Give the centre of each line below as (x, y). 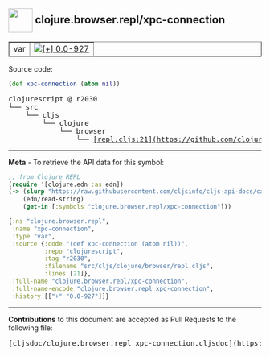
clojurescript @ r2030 (53, 99)
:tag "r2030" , (67, 259)
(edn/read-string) (53, 199)
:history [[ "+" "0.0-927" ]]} (61, 296)
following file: (31, 328)
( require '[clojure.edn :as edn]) (66, 184)
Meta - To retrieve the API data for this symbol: (86, 162)
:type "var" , (34, 236)
